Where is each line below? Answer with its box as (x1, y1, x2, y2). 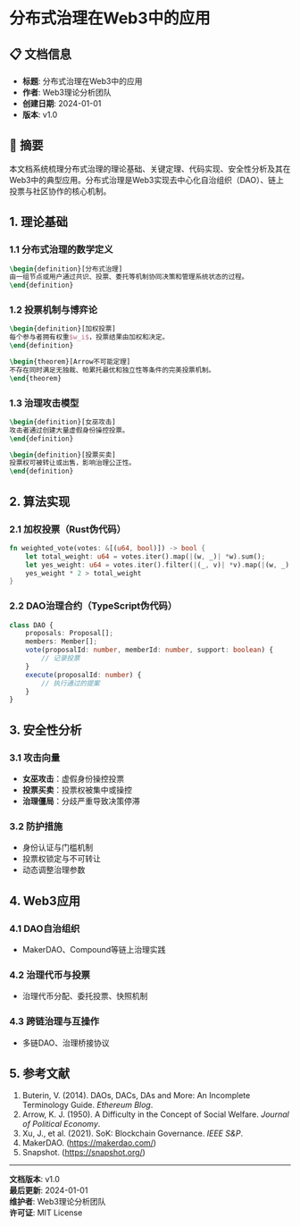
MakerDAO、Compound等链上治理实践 (21, 945, 166, 954)
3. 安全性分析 (9, 722, 82, 737)
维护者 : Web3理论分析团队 (9, 1197, 106, 1207)
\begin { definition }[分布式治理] (9, 265, 123, 273)
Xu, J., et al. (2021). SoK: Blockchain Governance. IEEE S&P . (21, 1128, 244, 1139)
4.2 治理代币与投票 (9, 969, 91, 981)
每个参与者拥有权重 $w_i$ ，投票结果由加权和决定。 (9, 332, 170, 342)
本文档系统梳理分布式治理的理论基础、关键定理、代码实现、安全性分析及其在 (9, 163, 291, 174)
